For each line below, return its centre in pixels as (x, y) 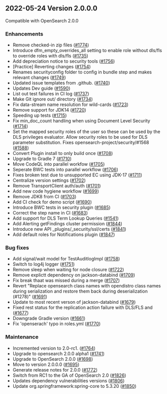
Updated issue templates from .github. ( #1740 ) (61, 83)
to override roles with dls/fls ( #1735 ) (51, 56)
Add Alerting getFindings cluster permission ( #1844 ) (68, 224)
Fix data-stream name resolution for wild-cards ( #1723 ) (70, 104)
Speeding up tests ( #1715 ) (40, 115)
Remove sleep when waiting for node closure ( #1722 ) (68, 270)
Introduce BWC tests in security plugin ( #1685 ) (61, 207)
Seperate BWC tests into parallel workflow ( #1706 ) (65, 170)
